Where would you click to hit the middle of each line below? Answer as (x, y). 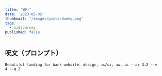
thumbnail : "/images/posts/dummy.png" (44, 19)
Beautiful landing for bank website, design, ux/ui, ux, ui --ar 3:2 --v (81, 65)
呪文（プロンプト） (34, 53)
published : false (23, 32)
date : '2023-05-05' (25, 14)
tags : (10, 23)
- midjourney (23, 28)
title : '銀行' (19, 9)
